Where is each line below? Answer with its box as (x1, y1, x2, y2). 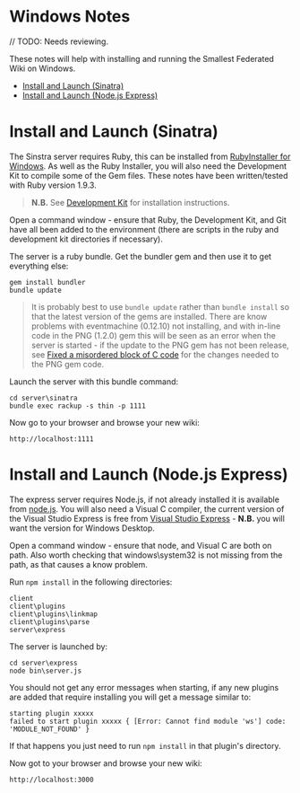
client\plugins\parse (9, 617, 90, 626)
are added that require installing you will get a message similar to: (9, 692, 252, 702)
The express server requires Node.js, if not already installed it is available (9, 494, 280, 505)
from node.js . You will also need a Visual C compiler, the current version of (9, 503, 285, 514)
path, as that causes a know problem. (9, 559, 148, 569)
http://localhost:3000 (9, 775, 94, 784)
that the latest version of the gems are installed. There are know (30, 311, 268, 322)
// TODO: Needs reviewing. (9, 36, 109, 47)
